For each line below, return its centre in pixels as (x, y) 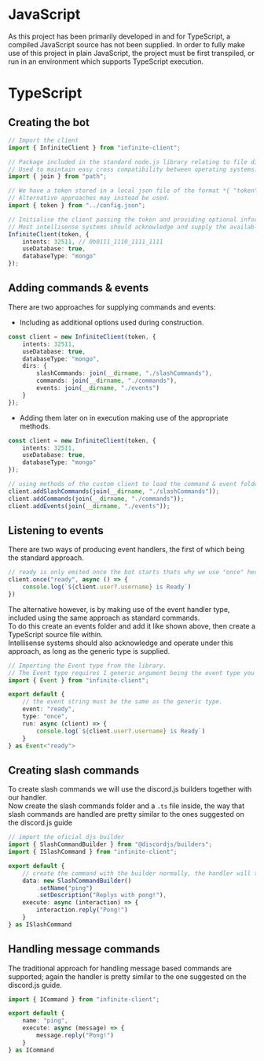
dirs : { (35, 366)
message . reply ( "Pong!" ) (75, 1036)
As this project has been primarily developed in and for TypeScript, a (119, 36)
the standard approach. (46, 558)
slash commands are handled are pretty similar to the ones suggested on (126, 814)
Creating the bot (49, 122)
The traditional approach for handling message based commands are (120, 968)
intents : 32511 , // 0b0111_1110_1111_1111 (93, 242)
